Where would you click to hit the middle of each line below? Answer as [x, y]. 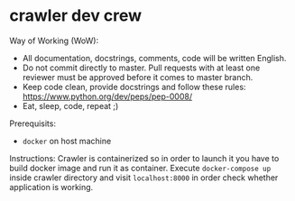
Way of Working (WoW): [54, 41]
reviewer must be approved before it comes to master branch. [138, 77]
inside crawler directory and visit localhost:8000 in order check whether [144, 178]
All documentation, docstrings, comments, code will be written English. [154, 58]
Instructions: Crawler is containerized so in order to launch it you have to [144, 158]
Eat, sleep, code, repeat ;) [70, 105]
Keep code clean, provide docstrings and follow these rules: [134, 87]
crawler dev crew [76, 16]
